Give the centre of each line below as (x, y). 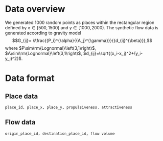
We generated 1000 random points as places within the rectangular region (80, 22)
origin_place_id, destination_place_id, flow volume (60, 133)
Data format (30, 78)
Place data (22, 96)
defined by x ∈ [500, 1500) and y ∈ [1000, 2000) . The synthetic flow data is (82, 27)
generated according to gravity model (43, 33)
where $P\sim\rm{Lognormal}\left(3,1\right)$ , (51, 48)
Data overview (35, 9)
